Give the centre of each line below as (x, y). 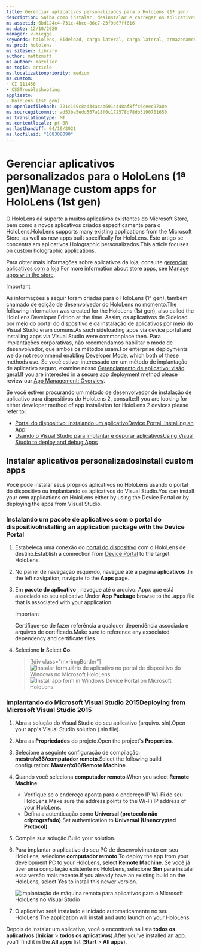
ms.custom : (20, 78)
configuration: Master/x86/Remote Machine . (71, 765)
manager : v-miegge (29, 34)
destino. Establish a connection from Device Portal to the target (92, 553)
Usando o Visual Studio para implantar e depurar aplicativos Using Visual (104, 435)
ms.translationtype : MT (36, 117)
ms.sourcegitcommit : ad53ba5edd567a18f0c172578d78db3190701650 (87, 112)
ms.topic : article (29, 67)
